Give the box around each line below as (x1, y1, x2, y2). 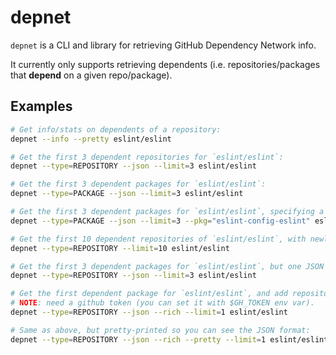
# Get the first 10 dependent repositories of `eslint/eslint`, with (10, 234, 307, 244)
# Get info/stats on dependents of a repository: (10, 124, 222, 135)
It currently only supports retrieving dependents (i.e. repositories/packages (10, 58, 321, 70)
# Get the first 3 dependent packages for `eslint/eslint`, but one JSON (10, 261, 325, 271)
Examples (10, 98, 73, 115)
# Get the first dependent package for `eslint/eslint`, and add (10, 289, 288, 299)
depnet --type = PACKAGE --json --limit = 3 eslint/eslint (10, 189, 244, 199)
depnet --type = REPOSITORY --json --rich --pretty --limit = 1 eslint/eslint (10, 334, 329, 345)
